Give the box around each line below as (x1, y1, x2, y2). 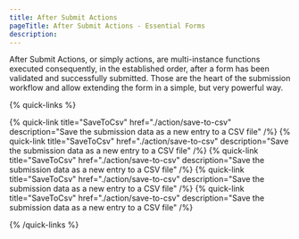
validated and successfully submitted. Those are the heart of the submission (9, 73, 291, 84)
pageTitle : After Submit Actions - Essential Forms (9, 21, 205, 30)
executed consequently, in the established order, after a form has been (9, 63, 270, 74)
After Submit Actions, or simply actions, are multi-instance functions (9, 54, 261, 65)
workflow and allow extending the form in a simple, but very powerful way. (9, 82, 284, 94)
